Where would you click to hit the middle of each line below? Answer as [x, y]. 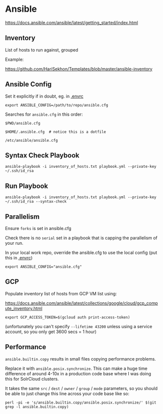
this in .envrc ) [19, 258]
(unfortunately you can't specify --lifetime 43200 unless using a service [79, 326]
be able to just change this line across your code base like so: [67, 393]
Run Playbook [26, 186]
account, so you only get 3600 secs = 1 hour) [51, 332]
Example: [14, 59]
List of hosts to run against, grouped [42, 50]
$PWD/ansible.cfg [23, 123]
